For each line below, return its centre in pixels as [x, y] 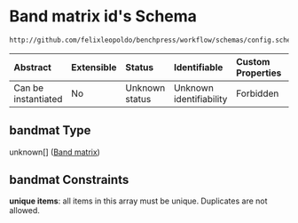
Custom [253, 61]
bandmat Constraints [69, 180]
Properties [259, 73]
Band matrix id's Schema [103, 16]
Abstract [32, 67]
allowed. [24, 211]
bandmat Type [50, 131]
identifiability [200, 99]
